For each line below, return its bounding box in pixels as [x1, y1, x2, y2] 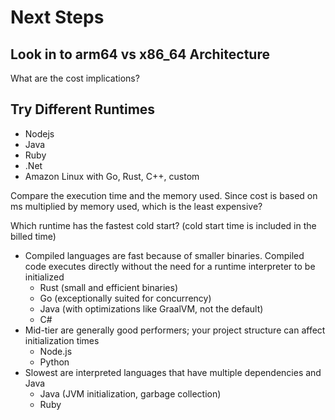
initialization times [24, 334, 100, 346]
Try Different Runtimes [10, 101, 156, 118]
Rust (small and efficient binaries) [39, 281, 179, 293]
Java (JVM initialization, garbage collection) [39, 387, 222, 400]
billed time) [10, 230, 57, 242]
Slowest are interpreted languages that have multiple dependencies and [24, 366, 322, 378]
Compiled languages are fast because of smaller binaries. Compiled [24, 249, 305, 261]
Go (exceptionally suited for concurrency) [39, 292, 212, 304]
